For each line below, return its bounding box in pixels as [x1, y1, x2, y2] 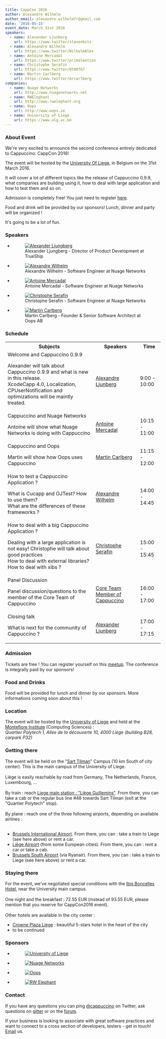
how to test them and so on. [5, 185, 62, 191]
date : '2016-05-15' [5, 21, 45, 26]
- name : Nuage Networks [9, 85, 58, 90]
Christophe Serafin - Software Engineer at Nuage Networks [24, 298, 146, 304]
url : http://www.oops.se [14, 108, 65, 114]
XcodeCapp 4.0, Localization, [7, 381, 77, 388]
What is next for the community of [7, 624, 86, 631]
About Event [5, 134, 36, 141]
